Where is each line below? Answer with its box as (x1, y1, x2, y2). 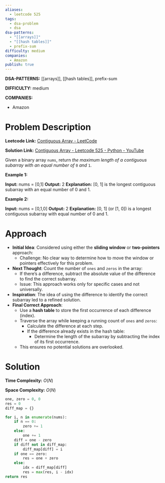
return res (5, 474, 28, 479)
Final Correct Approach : (12, 302, 63, 308)
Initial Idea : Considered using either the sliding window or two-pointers (12, 244, 160, 250)
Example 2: (5, 196, 29, 202)
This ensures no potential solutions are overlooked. (19, 344, 124, 350)
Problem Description (5, 122, 91, 133)
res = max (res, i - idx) (23, 470, 74, 475)
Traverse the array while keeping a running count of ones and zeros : (19, 318, 158, 323)
